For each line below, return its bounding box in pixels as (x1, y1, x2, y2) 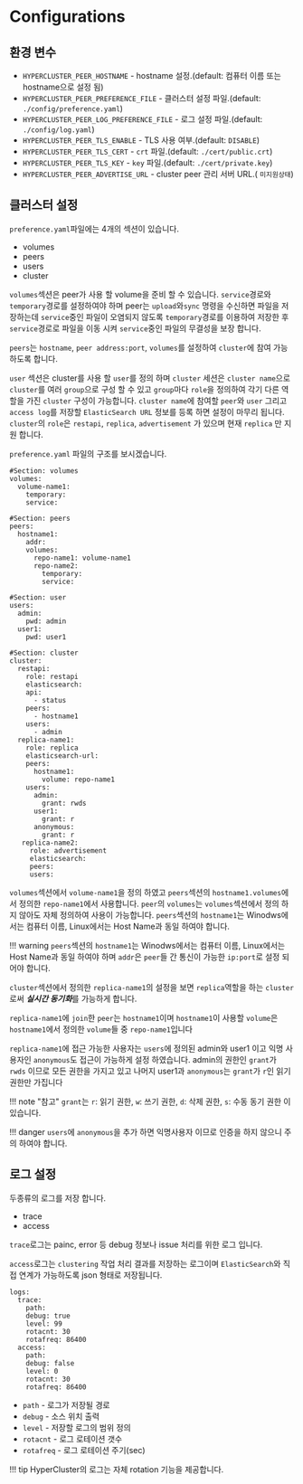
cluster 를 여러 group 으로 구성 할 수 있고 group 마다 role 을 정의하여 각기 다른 (9, 383, 280, 394)
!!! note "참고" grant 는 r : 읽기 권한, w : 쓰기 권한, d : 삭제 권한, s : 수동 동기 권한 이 (9, 1096, 291, 1107)
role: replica (25, 743, 79, 752)
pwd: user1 (25, 632, 67, 641)
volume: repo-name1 (42, 775, 116, 784)
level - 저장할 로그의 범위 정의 (22, 1422, 131, 1432)
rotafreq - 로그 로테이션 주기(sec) (22, 1444, 147, 1455)
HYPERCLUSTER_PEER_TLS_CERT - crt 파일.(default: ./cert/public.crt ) (22, 147, 273, 156)
